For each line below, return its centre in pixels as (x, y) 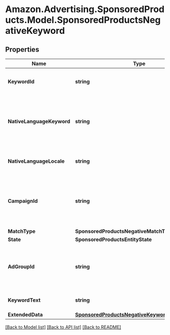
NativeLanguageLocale (36, 161)
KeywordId (21, 82)
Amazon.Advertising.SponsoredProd (85, 9)
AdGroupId (21, 267)
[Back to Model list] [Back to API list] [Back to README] (63, 327)
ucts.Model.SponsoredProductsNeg (83, 20)
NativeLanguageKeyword (39, 121)
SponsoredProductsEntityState (113, 240)
